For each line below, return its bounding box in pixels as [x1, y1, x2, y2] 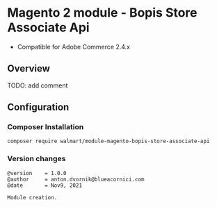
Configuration [7, 101, 70, 113]
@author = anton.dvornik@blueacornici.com [7, 176, 145, 183]
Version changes [7, 154, 66, 164]
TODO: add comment [7, 81, 68, 90]
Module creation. [7, 194, 58, 201]
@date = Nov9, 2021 [7, 182, 82, 189]
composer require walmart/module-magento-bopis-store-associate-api [7, 138, 210, 145]
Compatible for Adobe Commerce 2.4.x [17, 42, 131, 51]
